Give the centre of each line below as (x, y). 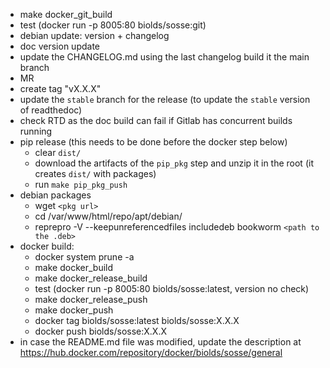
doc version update (59, 46)
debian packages (55, 195)
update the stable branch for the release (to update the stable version (165, 99)
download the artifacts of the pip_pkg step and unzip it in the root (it (174, 163)
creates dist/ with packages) (95, 173)
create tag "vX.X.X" (60, 88)
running (36, 131)
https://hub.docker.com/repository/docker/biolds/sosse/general (151, 352)
